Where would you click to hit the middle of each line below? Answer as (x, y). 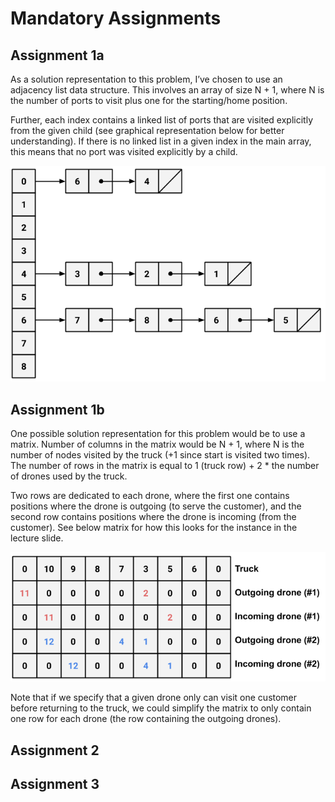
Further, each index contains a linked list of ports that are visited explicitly (161, 120)
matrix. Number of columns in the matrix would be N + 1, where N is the (157, 444)
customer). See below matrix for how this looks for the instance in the (154, 528)
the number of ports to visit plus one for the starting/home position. (149, 100)
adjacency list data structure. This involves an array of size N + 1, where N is (167, 90)
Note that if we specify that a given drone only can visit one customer (154, 698)
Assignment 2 (55, 750)
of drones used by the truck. (69, 476)
